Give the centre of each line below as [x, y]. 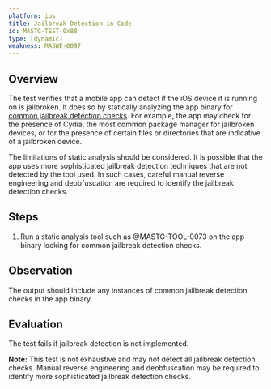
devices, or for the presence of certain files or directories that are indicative [135, 133]
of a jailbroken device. [45, 141]
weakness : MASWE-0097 [45, 46]
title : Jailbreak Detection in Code [70, 24]
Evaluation [36, 324]
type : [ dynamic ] [36, 38]
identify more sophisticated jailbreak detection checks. [100, 377]
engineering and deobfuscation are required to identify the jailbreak [121, 182]
